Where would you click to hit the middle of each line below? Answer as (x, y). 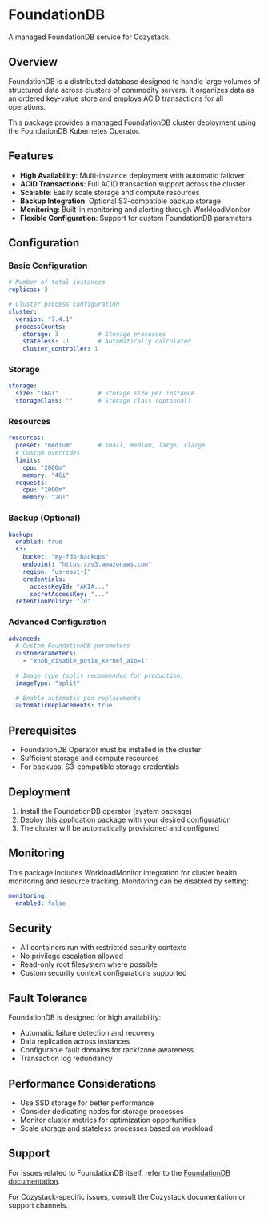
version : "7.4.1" (44, 319)
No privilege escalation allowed (72, 956)
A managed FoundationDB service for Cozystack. (90, 37)
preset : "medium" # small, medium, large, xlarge (110, 446)
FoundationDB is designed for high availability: (85, 1017)
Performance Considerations (82, 1083)
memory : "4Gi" (46, 475)
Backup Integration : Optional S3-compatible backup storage (120, 201)
